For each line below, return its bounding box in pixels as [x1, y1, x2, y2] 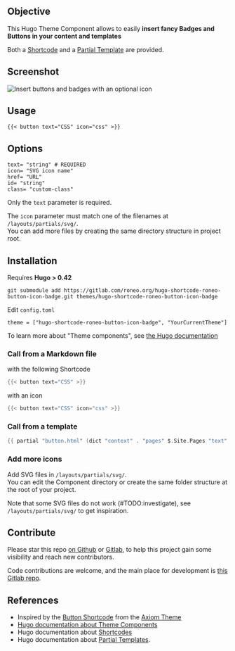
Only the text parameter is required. [7, 198, 112, 207]
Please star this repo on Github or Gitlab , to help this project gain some [7, 545, 212, 554]
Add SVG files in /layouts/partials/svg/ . [7, 470, 127, 479]
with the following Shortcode [7, 365, 91, 374]
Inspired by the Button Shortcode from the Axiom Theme [17, 613, 182, 621]
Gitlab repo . [7, 574, 41, 583]
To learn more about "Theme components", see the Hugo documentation [7, 331, 219, 340]
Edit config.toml [7, 305, 55, 314]
